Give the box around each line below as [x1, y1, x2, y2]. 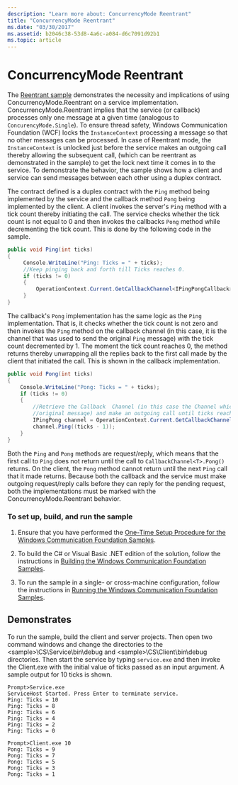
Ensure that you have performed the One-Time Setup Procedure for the [17, 528, 226, 536]
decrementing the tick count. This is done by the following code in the [7, 225, 212, 234]
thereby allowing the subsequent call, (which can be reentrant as [7, 151, 197, 159]
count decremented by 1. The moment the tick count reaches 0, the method [7, 341, 228, 350]
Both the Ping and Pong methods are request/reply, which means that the [7, 449, 220, 458]
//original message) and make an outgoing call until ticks [33, 410, 214, 417]
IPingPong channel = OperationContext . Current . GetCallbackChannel [33, 417, 233, 424]
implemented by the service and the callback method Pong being [7, 195, 195, 203]
